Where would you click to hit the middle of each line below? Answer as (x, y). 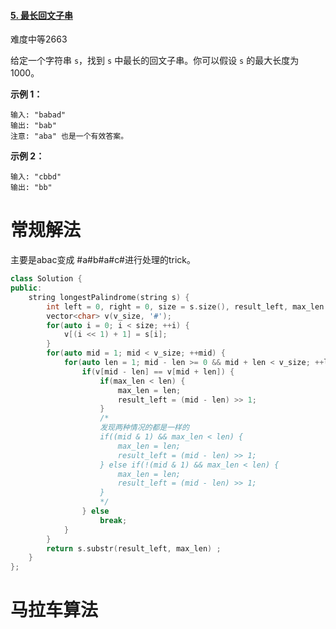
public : (26, 288)
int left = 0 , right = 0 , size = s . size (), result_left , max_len (185, 306)
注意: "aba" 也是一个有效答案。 (69, 136)
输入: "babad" (38, 115)
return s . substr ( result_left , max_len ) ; (134, 548)
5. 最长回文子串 (41, 15)
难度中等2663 (39, 39)
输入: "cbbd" (36, 177)
